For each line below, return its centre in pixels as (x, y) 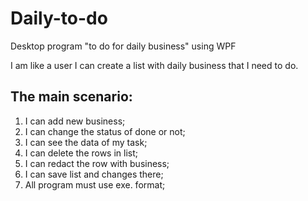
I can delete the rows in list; (81, 153)
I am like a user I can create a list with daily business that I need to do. (154, 65)
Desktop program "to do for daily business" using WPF (123, 46)
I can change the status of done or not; (105, 131)
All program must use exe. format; (95, 184)
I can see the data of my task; (86, 142)
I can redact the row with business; (97, 163)
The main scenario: (71, 97)
